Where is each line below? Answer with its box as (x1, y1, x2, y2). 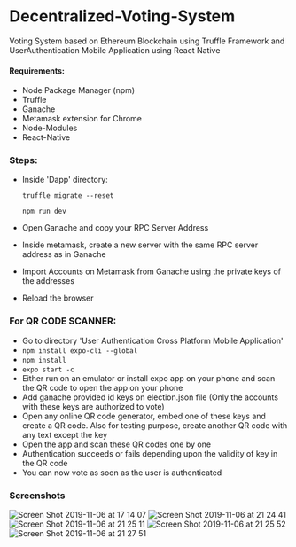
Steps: (9, 154, 38, 167)
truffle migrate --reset (21, 191, 114, 200)
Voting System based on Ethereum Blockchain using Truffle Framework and (9, 35, 285, 46)
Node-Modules (21, 122, 78, 134)
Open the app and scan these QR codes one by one (21, 439, 211, 449)
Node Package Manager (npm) (21, 85, 136, 96)
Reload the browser (21, 293, 95, 303)
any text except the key (21, 429, 108, 440)
